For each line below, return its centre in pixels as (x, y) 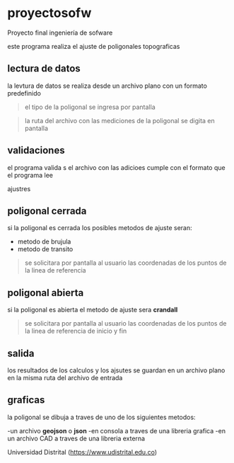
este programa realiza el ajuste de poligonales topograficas (94, 46)
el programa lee (30, 175)
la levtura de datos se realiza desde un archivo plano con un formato (107, 86)
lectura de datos (44, 69)
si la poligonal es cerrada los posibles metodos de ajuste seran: (100, 228)
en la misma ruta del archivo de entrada (65, 378)
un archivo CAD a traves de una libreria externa (76, 438)
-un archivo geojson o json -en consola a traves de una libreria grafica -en (117, 430)
